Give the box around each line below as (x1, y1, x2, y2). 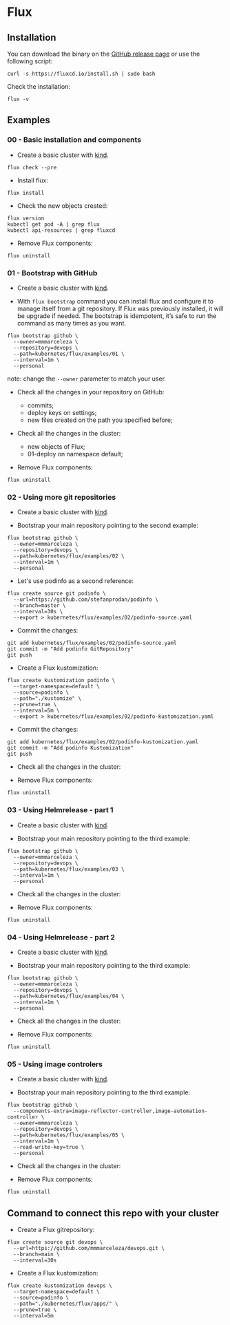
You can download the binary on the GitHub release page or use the (7, 50, 200, 58)
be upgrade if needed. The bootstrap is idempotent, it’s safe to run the (17, 311, 217, 320)
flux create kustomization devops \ (7, 1282, 112, 1289)
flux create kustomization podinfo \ (7, 677, 116, 684)
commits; (27, 401, 54, 410)
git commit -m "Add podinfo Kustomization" (7, 745, 134, 752)
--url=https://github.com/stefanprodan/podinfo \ (13, 596, 158, 603)
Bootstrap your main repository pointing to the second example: (17, 521, 198, 530)
